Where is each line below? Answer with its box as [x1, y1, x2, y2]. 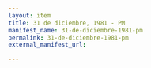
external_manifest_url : [8, 41, 87, 49]
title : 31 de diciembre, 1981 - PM [8, 19, 126, 27]
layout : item [8, 11, 51, 20]
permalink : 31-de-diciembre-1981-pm [8, 33, 129, 42]
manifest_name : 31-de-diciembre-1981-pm [8, 26, 144, 34]
